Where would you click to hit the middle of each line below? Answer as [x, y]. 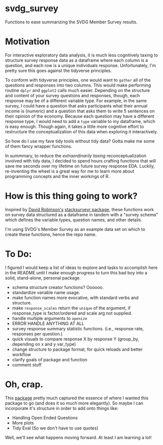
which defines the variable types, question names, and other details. [74, 220]
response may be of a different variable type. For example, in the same [76, 101]
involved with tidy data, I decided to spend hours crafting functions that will [81, 160]
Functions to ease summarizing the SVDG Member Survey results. [71, 22]
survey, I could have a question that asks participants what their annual [76, 106]
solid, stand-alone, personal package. [43, 278]
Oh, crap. [24, 384]
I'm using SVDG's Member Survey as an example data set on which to [75, 229]
